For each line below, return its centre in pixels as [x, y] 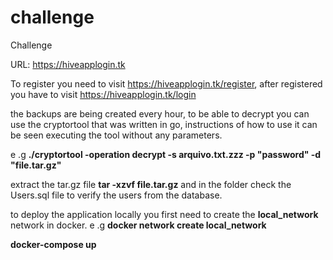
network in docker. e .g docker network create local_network [138, 225]
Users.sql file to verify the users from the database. [116, 195]
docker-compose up [53, 244]
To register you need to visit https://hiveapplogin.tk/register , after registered [166, 83]
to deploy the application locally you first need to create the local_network [164, 214]
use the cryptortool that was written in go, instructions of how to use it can [164, 124]
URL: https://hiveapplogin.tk [68, 64]
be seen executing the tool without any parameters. [116, 135]
